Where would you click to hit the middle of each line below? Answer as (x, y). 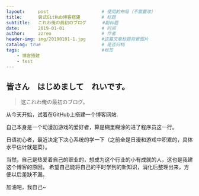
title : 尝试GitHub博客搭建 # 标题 (61, 17)
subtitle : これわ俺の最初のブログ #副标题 (62, 23)
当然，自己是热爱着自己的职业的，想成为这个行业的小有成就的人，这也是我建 (99, 160)
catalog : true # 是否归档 (65, 45)
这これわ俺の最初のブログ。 (54, 102)
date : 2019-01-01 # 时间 (61, 28)
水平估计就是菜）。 (28, 147)
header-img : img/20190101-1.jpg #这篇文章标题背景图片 (77, 39)
